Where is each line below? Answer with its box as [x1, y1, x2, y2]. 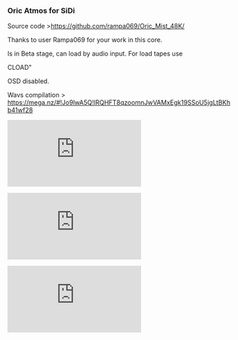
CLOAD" [7, 63, 32, 72]
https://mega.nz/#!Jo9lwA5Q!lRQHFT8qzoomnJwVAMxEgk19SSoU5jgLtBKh [7, 98, 231, 107]
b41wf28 [7, 106, 33, 115]
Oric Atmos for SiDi [7, 6, 76, 16]
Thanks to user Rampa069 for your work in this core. [7, 36, 162, 44]
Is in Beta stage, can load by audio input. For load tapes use [7, 49, 183, 58]
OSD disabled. [7, 77, 50, 85]
